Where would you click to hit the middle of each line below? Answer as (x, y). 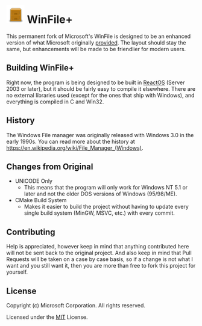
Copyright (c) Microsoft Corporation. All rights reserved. (76, 305)
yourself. (17, 272)
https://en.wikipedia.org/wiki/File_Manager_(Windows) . (75, 148)
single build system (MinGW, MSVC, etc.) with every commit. (99, 213)
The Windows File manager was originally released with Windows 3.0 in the (100, 135)
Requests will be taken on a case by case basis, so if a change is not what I (99, 259)
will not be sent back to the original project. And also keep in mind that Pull (99, 253)
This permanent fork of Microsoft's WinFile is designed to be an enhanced (99, 36)
